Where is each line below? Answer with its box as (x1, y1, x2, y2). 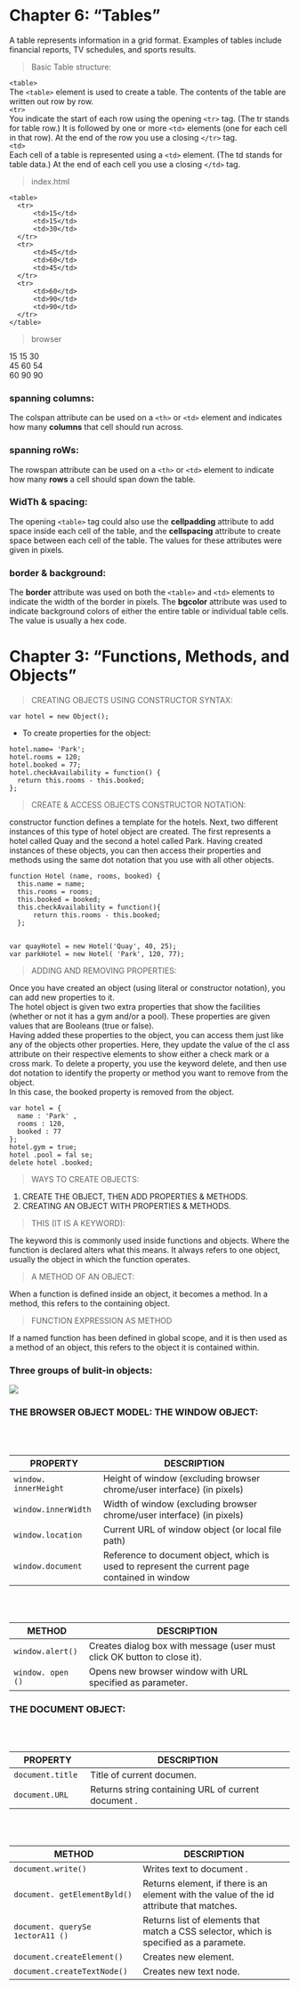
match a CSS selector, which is (141, 1925, 272, 1937)
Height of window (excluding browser (102, 1472, 261, 1484)
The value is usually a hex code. (9, 615, 127, 626)
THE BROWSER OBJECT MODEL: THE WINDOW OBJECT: (9, 1406, 259, 1418)
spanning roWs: (9, 444, 79, 457)
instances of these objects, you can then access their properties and (9, 845, 262, 856)
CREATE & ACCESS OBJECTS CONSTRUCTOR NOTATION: (30, 800, 246, 810)
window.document (13, 1561, 83, 1571)
